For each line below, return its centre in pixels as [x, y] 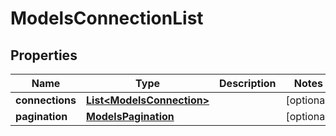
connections [46, 100]
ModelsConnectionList [107, 18]
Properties [44, 55]
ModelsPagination [130, 116]
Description [248, 83]
